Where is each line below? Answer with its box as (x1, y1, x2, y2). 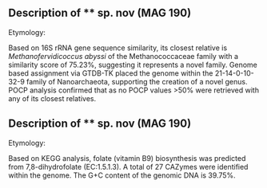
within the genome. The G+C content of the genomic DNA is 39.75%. (8, 170, 236, 180)
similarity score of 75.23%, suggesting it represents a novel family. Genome (8, 60, 257, 69)
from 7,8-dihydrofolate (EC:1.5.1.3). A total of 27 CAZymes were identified (8, 162, 249, 171)
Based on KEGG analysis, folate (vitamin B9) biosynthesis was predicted (8, 153, 246, 163)
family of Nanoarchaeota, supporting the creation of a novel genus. (26, 76, 248, 86)
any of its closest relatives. (8, 93, 97, 103)
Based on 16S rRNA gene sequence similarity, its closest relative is (8, 43, 228, 53)
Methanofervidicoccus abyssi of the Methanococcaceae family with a (8, 51, 238, 61)
